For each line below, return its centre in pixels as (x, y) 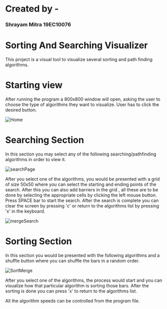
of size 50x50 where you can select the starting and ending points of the (81, 184)
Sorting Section (39, 242)
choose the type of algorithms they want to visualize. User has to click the (82, 105)
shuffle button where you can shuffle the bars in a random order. (72, 261)
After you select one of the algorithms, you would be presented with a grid (82, 179)
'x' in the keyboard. (25, 211)
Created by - (32, 9)
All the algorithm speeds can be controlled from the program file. (73, 300)
